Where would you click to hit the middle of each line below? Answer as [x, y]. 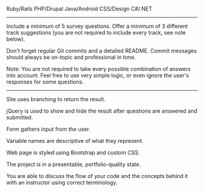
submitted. [20, 117]
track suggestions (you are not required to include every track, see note [96, 32]
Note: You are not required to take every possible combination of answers [99, 69]
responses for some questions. [45, 82]
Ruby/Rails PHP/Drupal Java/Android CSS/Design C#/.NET [80, 9]
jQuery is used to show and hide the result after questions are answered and [102, 111]
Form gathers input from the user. [48, 129]
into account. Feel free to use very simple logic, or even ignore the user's [98, 75]
